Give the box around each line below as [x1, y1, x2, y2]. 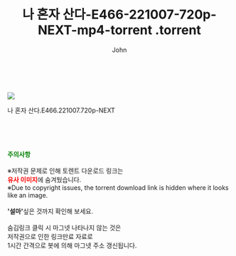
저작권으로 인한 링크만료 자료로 [7, 232, 94, 240]
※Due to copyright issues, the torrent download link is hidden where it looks [7, 183, 229, 192]
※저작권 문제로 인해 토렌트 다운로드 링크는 [7, 166, 124, 175]
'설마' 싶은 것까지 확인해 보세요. [7, 207, 94, 215]
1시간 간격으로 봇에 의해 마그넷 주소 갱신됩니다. [7, 241, 137, 250]
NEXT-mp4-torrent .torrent [38, 22, 201, 38]
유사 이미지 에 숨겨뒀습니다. [7, 175, 82, 183]
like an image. [7, 191, 48, 199]
